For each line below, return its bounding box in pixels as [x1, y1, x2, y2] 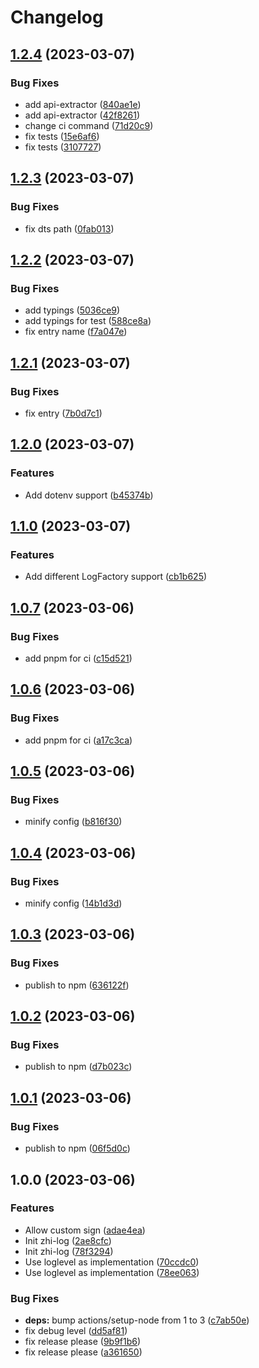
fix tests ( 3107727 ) [24, 141, 102, 153]
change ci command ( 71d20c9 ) [24, 119, 154, 131]
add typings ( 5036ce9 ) [24, 304, 121, 316]
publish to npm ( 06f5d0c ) [24, 1142, 131, 1155]
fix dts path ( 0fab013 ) [24, 222, 115, 235]
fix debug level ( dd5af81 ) [24, 1325, 128, 1337]
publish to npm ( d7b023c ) [24, 1061, 133, 1073]
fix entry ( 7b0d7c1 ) [24, 407, 103, 419]
